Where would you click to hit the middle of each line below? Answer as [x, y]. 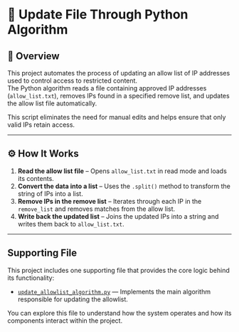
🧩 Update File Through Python [98, 15]
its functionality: [31, 278]
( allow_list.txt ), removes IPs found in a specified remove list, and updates [118, 96]
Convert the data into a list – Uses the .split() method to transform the [124, 186]
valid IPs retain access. [41, 125]
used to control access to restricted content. [72, 81]
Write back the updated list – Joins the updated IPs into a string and [118, 216]
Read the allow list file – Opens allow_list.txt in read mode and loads [122, 171]
